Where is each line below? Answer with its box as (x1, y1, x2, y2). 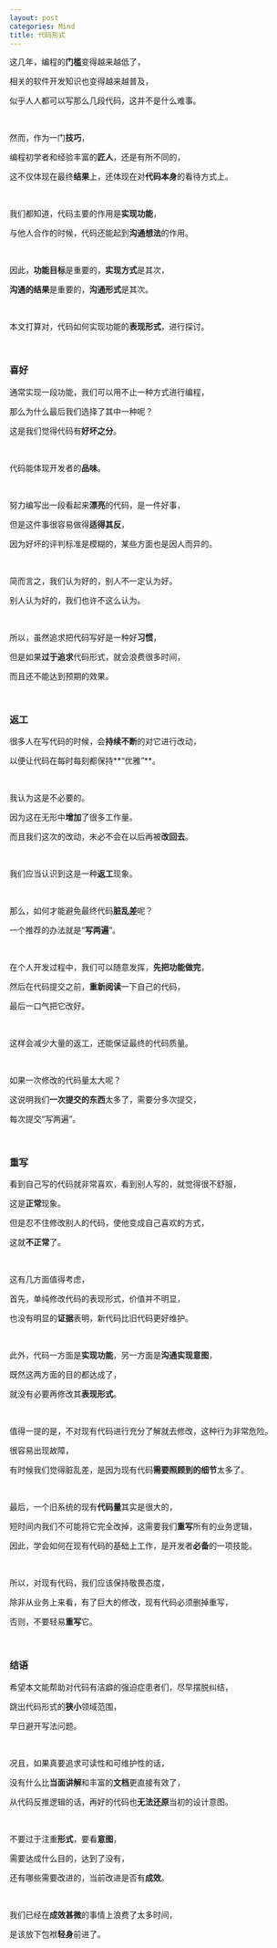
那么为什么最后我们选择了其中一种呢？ (9, 405, 153, 416)
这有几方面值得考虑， (9, 1274, 89, 1285)
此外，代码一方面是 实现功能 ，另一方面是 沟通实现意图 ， (9, 1350, 217, 1361)
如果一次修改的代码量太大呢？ (9, 1074, 121, 1085)
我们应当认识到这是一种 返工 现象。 (9, 868, 138, 879)
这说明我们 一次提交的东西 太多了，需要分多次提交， (9, 1094, 201, 1105)
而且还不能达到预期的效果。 (9, 670, 114, 681)
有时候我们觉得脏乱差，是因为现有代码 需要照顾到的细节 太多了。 (9, 1464, 249, 1475)
